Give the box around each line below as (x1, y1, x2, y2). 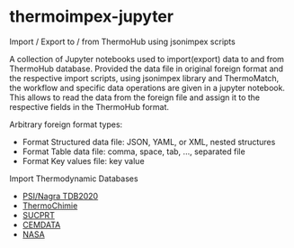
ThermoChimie (22, 200, 78, 211)
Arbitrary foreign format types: (9, 119, 123, 130)
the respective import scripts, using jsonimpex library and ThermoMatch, (9, 72, 280, 83)
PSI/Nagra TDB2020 (22, 190, 99, 201)
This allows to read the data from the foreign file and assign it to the (9, 92, 261, 103)
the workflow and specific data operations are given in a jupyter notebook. (9, 82, 286, 93)
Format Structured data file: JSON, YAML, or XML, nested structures (22, 136, 276, 147)
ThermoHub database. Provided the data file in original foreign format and (9, 63, 284, 74)
